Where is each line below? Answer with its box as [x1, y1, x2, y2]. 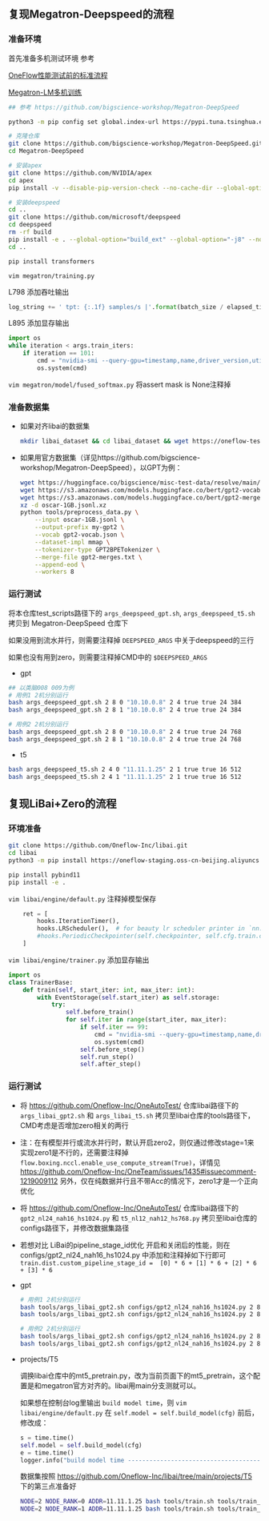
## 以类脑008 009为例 [8, 684, 74, 692]
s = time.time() [19, 1434, 74, 1442]
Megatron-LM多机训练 [8, 87, 82, 97]
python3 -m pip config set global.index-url [8, 118, 159, 126]
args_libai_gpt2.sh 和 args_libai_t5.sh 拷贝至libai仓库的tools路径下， [19, 1110, 255, 1120]
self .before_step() [79, 1045, 146, 1053]
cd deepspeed [8, 221, 52, 229]
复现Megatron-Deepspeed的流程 [8, 7, 175, 22]
